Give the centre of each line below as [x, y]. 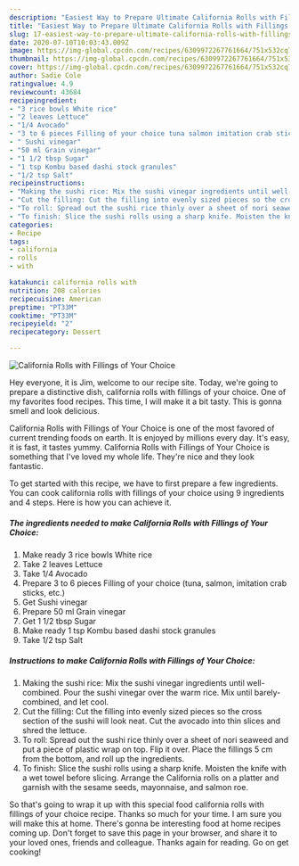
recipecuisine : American [55, 299]
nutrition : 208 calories [55, 291]
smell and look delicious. [54, 411]
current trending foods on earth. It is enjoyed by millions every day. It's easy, [149, 437]
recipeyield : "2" [41, 324]
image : [21, 51]
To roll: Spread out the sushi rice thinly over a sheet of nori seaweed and [155, 739]
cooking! [25, 852]
